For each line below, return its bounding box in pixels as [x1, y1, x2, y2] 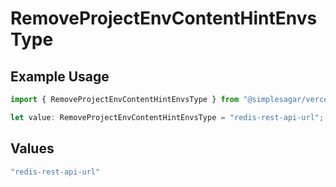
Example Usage [10, 68, 110, 85]
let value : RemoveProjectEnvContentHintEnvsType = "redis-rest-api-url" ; [10, 112, 325, 122]
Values [10, 140, 55, 157]
